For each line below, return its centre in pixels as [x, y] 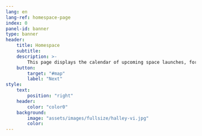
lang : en [17, 12]
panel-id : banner [27, 29]
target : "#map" [46, 73]
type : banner [22, 34]
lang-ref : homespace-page [38, 17]
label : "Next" [45, 79]
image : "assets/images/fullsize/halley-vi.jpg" [88, 118]
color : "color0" [48, 107]
